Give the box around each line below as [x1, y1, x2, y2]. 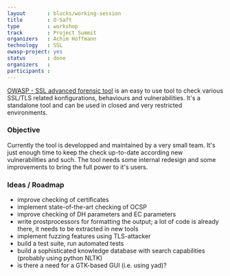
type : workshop [7, 23, 78, 30]
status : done [7, 55, 67, 62]
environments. [7, 108, 48, 117]
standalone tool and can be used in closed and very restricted [7, 101, 183, 109]
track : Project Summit [7, 29, 97, 36]
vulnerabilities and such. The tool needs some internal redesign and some [7, 155, 216, 163]
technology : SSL [7, 42, 63, 49]
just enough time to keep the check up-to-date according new [7, 148, 183, 157]
